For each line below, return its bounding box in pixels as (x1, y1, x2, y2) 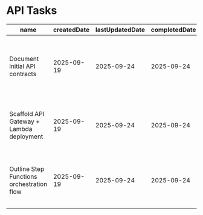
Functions (9, 172, 37, 181)
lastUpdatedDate (95, 25, 146, 34)
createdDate (53, 25, 90, 34)
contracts (9, 69, 37, 78)
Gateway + (9, 117, 40, 126)
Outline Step (9, 164, 45, 173)
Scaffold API (9, 109, 45, 118)
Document (9, 54, 39, 63)
